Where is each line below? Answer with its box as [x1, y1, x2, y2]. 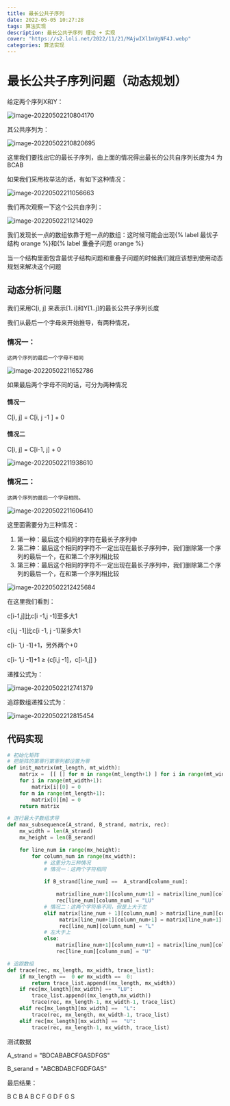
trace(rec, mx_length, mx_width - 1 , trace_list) [31, 1011, 170, 1018]
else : [43, 935, 60, 942]
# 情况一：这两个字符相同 [43, 865, 107, 872]
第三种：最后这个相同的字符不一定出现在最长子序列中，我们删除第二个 [16, 561, 216, 569]
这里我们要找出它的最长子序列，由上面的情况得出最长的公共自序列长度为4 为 [7, 153, 222, 161]
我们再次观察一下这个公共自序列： [7, 203, 103, 211]
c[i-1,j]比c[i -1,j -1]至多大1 [7, 611, 78, 620]
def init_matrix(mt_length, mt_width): [7, 765, 121, 772]
